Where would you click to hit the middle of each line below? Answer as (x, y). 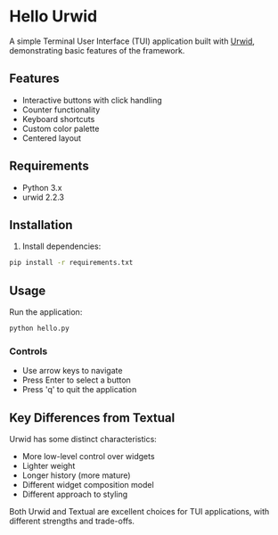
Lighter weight (49, 466)
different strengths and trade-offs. (72, 521)
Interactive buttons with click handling (92, 100)
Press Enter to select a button (76, 380)
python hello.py (39, 329)
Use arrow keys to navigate (72, 371)
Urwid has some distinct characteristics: (83, 440)
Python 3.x (42, 187)
